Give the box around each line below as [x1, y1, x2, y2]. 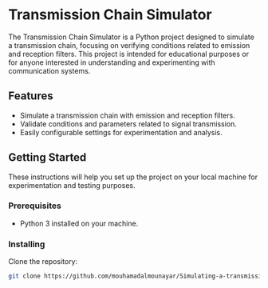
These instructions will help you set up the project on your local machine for [8, 172, 258, 182]
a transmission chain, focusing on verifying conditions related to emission [8, 40, 250, 50]
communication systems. [8, 66, 91, 75]
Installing [8, 238, 45, 250]
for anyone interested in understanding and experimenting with [8, 58, 215, 67]
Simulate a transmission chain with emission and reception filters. [19, 110, 235, 120]
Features [8, 90, 53, 103]
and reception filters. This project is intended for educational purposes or [8, 49, 250, 58]
